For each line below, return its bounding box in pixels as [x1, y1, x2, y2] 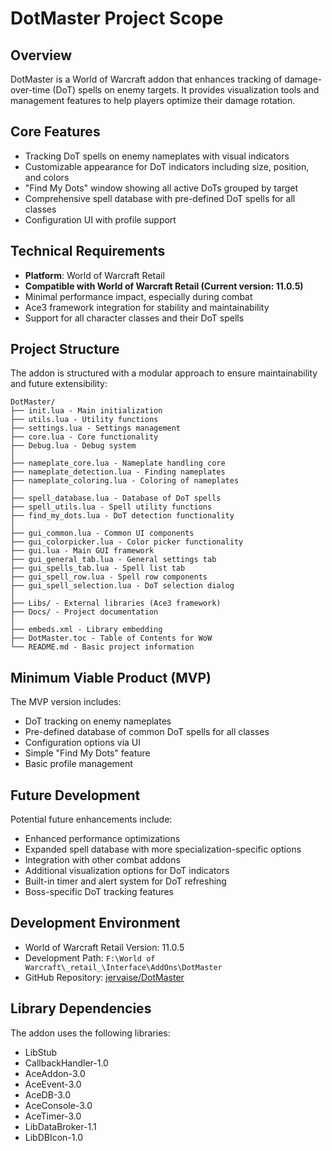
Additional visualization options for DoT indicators [24, 865, 230, 877]
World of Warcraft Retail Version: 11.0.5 [24, 941, 185, 953]
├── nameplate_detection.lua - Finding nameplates [10, 467, 226, 477]
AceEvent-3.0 [24, 1078, 82, 1090]
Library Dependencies [10, 1000, 152, 1017]
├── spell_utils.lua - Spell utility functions [10, 502, 213, 512]
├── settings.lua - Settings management [10, 423, 182, 434]
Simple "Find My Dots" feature [24, 747, 151, 759]
